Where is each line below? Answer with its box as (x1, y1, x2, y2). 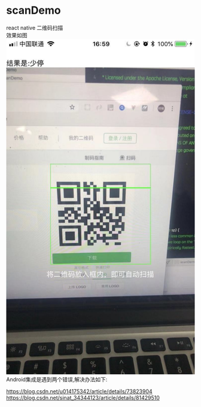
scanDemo (6, 4, 61, 17)
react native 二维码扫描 (6, 24, 63, 31)
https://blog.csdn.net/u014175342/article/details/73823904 (6, 388, 153, 395)
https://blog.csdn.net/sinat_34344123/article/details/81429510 (6, 394, 160, 402)
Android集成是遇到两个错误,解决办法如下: (6, 376, 108, 383)
